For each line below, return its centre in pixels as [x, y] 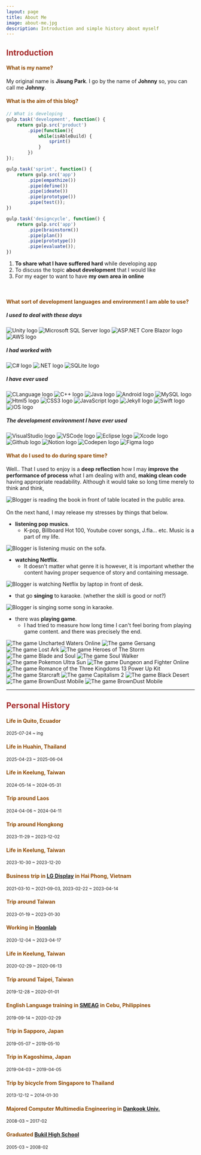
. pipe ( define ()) [48, 186]
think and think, [25, 488]
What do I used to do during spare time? [57, 456]
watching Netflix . [36, 560]
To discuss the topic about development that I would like [85, 270]
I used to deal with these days [44, 315]
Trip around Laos [28, 798]
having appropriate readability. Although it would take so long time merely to [100, 481]
